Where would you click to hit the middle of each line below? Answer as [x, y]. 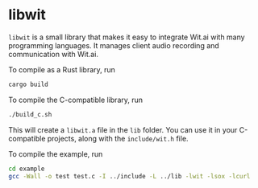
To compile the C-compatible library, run [76, 100]
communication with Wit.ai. [54, 54]
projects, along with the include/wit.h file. [118, 138]
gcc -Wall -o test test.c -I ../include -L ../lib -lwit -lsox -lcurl [129, 176]
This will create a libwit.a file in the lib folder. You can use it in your [123, 129]
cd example [27, 169]
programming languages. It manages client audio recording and [114, 45]
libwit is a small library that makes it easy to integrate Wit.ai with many [127, 37]
